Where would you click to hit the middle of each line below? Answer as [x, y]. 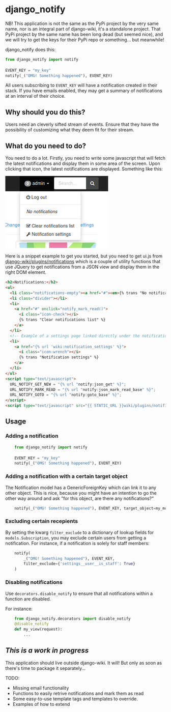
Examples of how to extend [41, 704]
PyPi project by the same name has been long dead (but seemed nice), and [84, 34]
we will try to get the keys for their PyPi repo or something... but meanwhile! [85, 40]
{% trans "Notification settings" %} [59, 357]
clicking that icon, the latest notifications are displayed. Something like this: [84, 169]
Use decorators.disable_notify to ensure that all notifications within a [79, 593]
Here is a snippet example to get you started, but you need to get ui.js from [84, 256]
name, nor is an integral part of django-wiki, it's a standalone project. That [83, 29]
